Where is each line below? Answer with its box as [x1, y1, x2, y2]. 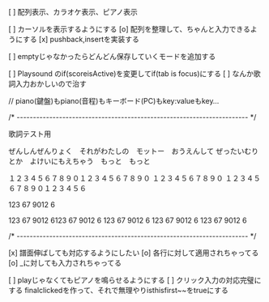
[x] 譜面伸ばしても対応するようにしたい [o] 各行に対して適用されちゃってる [8, 248, 259, 257]
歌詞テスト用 [8, 129, 51, 138]
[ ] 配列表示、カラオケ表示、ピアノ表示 [8, 7, 138, 16]
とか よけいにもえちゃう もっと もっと [8, 156, 151, 166]
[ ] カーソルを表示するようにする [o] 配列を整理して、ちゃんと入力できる [8, 24, 251, 34]
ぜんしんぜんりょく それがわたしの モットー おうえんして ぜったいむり [8, 147, 259, 155]
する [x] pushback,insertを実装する [23, 35, 139, 44]
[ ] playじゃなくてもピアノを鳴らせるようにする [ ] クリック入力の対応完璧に [8, 275, 262, 285]
